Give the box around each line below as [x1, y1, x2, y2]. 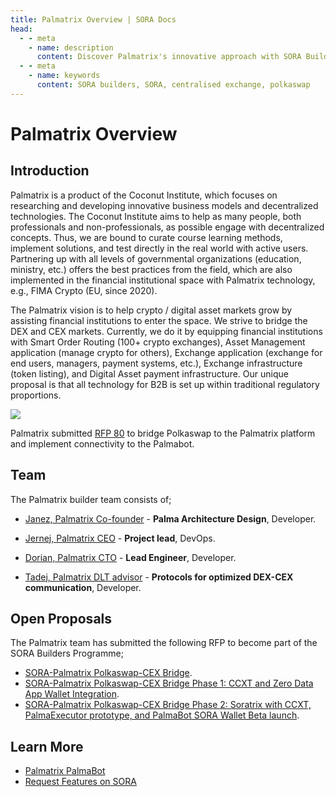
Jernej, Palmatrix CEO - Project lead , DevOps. [24, 532, 216, 544]
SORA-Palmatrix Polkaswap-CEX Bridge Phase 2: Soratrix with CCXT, [24, 699, 312, 711]
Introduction [10, 162, 90, 180]
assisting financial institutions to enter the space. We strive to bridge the [10, 314, 308, 326]
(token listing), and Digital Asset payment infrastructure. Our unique [10, 367, 289, 380]
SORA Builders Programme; [10, 647, 124, 660]
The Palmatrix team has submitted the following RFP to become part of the [10, 637, 318, 649]
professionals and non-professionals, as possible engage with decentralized [10, 221, 325, 233]
